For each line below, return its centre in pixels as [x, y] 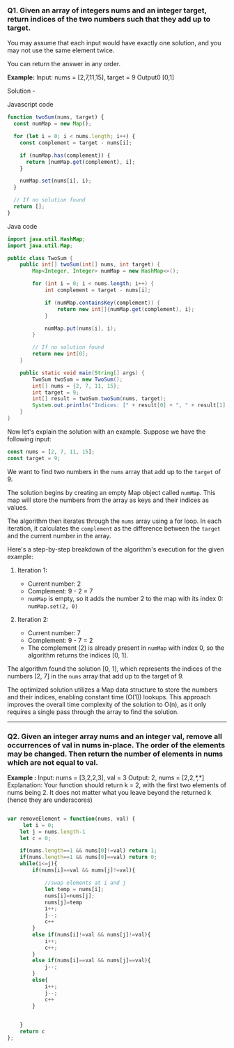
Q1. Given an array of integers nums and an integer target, [107, 10]
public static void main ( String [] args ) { [82, 373]
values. [17, 507]
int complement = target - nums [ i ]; [97, 290]
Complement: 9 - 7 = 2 [60, 640]
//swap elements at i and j [85, 883]
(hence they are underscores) [50, 800]
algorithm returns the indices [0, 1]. [78, 655]
